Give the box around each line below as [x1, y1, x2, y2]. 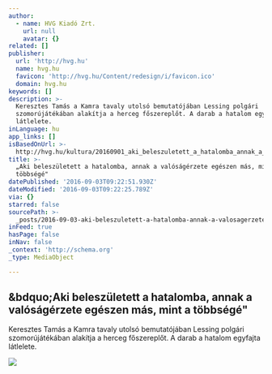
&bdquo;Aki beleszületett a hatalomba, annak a [8, 290, 253, 304]
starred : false [8, 200, 60, 208]
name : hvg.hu [15, 65, 60, 73]
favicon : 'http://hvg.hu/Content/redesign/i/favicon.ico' [15, 72, 216, 80]
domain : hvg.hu [15, 80, 67, 88]
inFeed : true [8, 223, 53, 231]
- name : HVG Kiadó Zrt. [15, 19, 96, 28]
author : [8, 11, 35, 20]
